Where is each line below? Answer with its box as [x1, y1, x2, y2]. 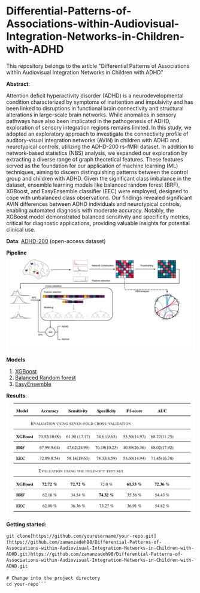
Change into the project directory [11, 575, 101, 581]
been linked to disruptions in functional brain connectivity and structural [6, 104, 184, 112]
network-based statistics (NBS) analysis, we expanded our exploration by [6, 149, 187, 157]
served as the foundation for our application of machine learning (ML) [6, 162, 178, 169]
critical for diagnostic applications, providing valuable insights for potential [6, 219, 190, 226]
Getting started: [6, 520, 47, 528]
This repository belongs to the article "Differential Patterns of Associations [6, 62, 190, 70]
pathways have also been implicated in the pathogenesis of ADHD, [6, 117, 171, 124]
